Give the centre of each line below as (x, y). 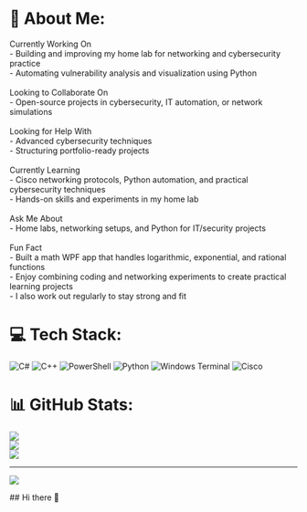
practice (25, 63)
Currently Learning (45, 170)
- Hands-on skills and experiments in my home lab (104, 199)
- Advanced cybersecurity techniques (81, 141)
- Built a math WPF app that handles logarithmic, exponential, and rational (148, 257)
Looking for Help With (51, 131)
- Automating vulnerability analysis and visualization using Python (133, 73)
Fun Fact (26, 247)
